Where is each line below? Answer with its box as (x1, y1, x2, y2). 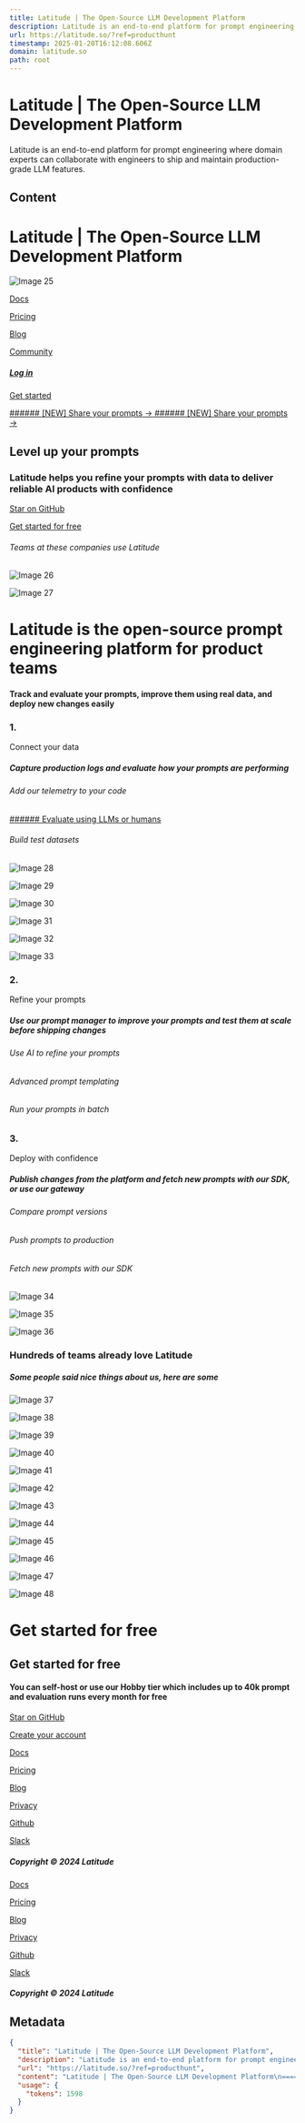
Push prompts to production (9, 1235, 114, 1246)
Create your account (9, 1729, 86, 1740)
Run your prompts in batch (9, 1104, 110, 1115)
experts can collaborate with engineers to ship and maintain (9, 154, 233, 165)
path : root (9, 56, 51, 65)
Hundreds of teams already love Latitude (9, 1349, 193, 1361)
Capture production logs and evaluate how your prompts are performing (9, 762, 290, 773)
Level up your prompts (9, 443, 140, 460)
